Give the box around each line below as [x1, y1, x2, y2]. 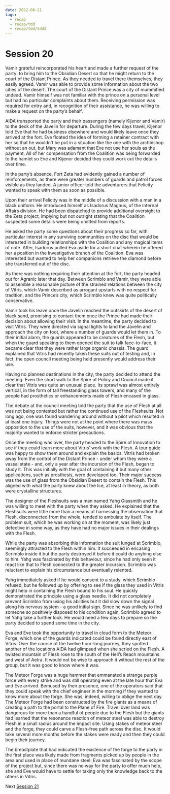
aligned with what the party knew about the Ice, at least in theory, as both [5, 483, 159, 489]
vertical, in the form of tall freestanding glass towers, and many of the [5, 387, 151, 393]
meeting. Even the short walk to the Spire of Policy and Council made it [5, 377, 154, 383]
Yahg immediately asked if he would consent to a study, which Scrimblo [5, 577, 156, 583]
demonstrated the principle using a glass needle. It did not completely [5, 593, 151, 599]
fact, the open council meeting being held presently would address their [5, 356, 156, 362]
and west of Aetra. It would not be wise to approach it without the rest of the [5, 657, 165, 663]
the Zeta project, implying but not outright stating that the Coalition [5, 213, 145, 219]
